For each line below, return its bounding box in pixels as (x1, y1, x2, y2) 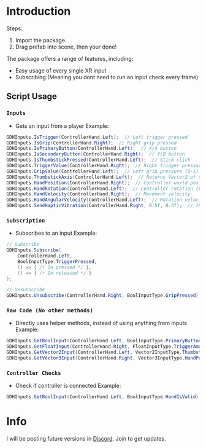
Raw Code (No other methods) (6, 307, 94, 314)
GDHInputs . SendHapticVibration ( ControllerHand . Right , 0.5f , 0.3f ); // (6, 203, 193, 209)
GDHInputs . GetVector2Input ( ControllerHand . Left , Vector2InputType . (6, 349, 183, 356)
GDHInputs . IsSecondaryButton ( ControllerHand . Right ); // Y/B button (6, 151, 185, 157)
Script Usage (6, 91, 57, 102)
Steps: (6, 25, 23, 32)
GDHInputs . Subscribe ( (6, 247, 62, 253)
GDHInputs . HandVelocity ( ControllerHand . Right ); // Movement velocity (6, 191, 191, 197)
